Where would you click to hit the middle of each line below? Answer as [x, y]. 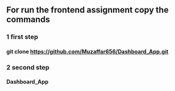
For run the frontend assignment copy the [87, 10]
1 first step [22, 37]
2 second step [28, 67]
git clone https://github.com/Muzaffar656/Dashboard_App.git [87, 51]
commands [28, 20]
